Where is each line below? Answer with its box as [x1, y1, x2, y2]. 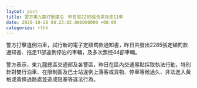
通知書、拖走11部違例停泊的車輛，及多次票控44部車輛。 [6, 49, 141, 56]
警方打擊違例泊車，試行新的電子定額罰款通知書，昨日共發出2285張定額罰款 [6, 41, 189, 48]
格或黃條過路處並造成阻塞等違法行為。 [6, 76, 98, 83]
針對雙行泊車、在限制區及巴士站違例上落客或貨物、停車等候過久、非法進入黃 [6, 68, 191, 76]
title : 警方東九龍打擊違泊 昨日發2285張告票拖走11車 [6, 14, 124, 20]
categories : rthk [6, 24, 49, 31]
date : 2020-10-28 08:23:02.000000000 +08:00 [6, 19, 117, 25]
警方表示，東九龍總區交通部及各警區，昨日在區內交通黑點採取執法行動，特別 [6, 61, 191, 68]
